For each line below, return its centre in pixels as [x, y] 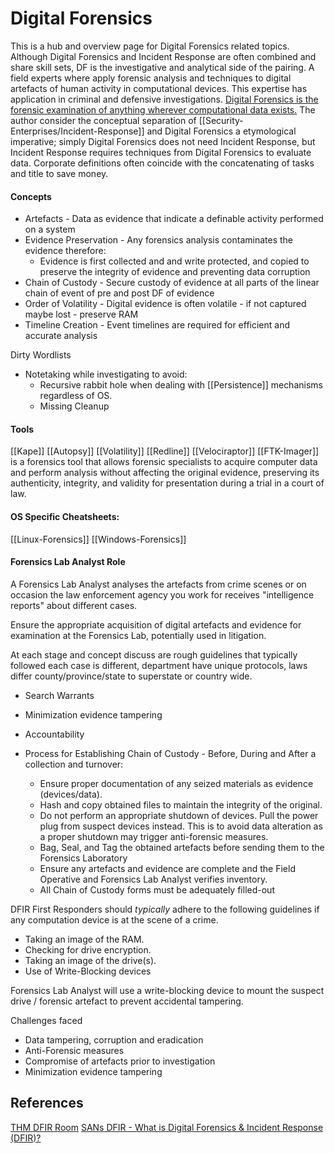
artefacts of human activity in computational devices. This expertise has [159, 88]
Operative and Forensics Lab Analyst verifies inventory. [153, 879]
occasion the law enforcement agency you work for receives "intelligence [162, 594]
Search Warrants [59, 695]
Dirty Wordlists [41, 355]
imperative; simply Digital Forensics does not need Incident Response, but [163, 141]
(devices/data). [71, 794]
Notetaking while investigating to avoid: [106, 374]
